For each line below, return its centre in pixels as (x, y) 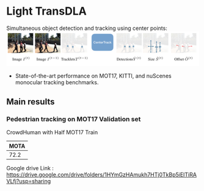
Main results (31, 102)
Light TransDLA (46, 11)
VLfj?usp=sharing (28, 181)
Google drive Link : (30, 168)
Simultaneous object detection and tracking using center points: (87, 28)
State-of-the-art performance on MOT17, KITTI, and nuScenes (93, 76)
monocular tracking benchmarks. (57, 82)
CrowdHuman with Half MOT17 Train (52, 132)
